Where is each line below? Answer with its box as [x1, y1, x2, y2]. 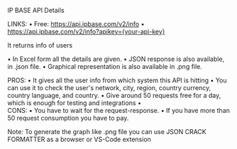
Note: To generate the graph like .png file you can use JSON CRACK [7, 128, 207, 136]
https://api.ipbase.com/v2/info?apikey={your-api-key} [7, 28, 165, 35]
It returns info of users [7, 41, 73, 49]
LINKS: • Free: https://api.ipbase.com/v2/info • [7, 20, 145, 28]
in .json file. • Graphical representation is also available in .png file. [7, 62, 202, 70]
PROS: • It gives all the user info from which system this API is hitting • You [7, 76, 227, 84]
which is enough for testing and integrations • [7, 99, 142, 107]
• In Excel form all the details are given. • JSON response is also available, [7, 55, 225, 63]
